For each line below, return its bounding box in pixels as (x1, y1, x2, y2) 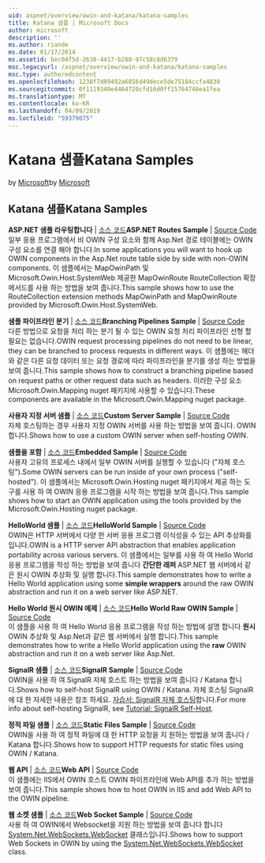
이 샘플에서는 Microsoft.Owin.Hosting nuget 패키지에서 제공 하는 (39, 477, 243, 486)
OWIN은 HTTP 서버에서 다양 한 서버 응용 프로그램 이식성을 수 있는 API (8, 530, 225, 540)
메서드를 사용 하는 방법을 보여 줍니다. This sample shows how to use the (8, 282, 234, 292)
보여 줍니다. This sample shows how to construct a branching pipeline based (8, 365, 254, 375)
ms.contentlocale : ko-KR (8, 100, 90, 107)
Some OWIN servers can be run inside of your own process (22, 467, 215, 477)
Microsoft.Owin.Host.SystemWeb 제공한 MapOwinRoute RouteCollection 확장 (8, 273, 256, 282)
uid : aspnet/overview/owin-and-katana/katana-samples (8, 11, 189, 20)
